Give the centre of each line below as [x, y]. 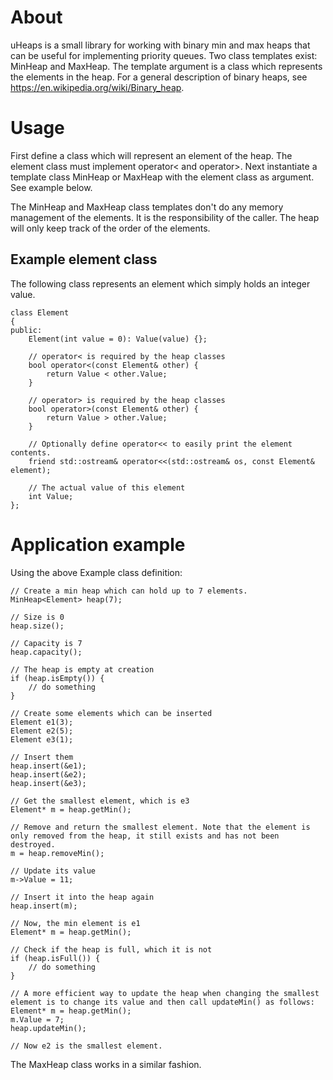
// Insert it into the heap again [82, 897]
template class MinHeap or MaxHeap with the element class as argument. [162, 177]
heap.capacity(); [46, 652]
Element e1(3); [42, 722]
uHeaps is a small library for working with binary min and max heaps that [160, 45]
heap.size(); [37, 626]
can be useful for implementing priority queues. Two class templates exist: [164, 55]
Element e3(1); [42, 739]
